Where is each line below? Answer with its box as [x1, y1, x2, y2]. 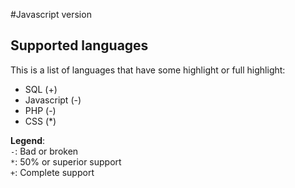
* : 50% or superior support [10, 155, 122, 168]
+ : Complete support [10, 166, 95, 178]
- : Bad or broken [10, 145, 79, 157]
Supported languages [10, 37, 149, 54]
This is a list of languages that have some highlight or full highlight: [10, 64, 286, 76]
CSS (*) [24, 115, 57, 127]
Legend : [10, 134, 46, 146]
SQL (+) [24, 83, 58, 95]
